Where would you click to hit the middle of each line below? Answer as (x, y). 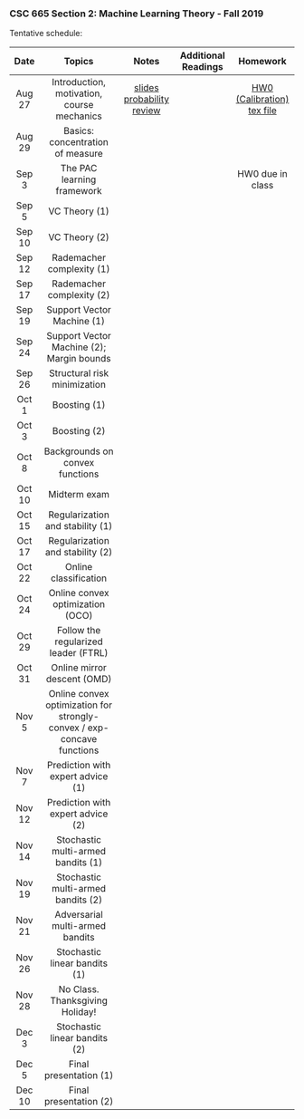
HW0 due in (262, 174)
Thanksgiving (79, 1001)
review (147, 111)
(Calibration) (262, 100)
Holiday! (79, 1012)
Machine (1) (79, 322)
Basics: (79, 131)
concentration (79, 142)
